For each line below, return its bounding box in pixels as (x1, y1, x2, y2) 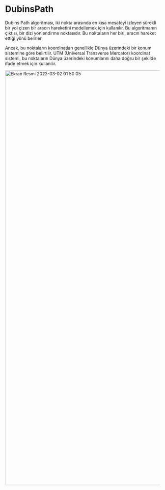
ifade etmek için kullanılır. (5, 60, 56, 66)
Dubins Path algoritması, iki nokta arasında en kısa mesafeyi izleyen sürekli (5, 20, 156, 26)
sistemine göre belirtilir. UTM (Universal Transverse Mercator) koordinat (5, 50, 151, 56)
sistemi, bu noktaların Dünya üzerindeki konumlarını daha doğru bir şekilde (5, 55, 156, 61)
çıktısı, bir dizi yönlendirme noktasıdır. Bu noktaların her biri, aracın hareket (5, 30, 156, 36)
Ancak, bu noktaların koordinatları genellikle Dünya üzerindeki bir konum (5, 45, 152, 51)
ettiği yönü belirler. (5, 35, 43, 41)
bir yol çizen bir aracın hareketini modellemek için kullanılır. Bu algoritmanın (5, 25, 157, 30)
